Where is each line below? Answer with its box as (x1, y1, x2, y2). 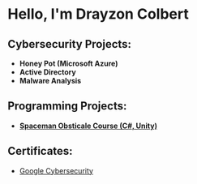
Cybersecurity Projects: (7, 37, 131, 51)
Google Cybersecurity (19, 165, 94, 175)
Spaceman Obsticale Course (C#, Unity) (19, 121, 157, 131)
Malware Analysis (19, 76, 82, 85)
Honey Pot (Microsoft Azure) (19, 58, 118, 68)
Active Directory (19, 67, 76, 77)
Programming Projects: (7, 99, 127, 113)
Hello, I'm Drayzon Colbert (7, 5, 190, 24)
